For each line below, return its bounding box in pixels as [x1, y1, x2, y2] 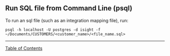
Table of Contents [5, 45, 43, 51]
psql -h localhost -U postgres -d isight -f [5, 27, 101, 32]
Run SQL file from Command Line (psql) [5, 4, 133, 13]
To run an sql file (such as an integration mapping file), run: [5, 17, 129, 23]
